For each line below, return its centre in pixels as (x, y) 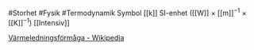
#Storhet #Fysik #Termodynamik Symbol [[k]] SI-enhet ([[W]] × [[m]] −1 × (127, 12)
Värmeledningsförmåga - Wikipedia (66, 38)
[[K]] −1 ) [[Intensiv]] (39, 21)
